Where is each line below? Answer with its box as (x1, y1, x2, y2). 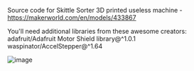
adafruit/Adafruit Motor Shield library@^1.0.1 (7, 34, 136, 43)
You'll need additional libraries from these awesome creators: (7, 27, 187, 35)
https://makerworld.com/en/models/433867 (7, 13, 136, 22)
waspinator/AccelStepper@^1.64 (7, 42, 103, 50)
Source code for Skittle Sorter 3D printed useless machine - (7, 6, 183, 14)
